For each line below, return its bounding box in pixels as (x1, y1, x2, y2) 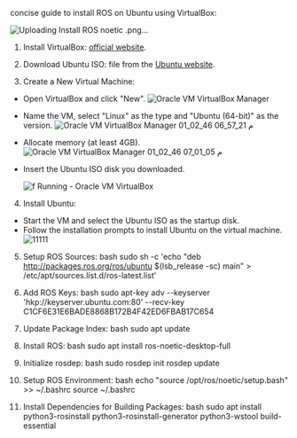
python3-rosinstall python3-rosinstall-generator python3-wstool (22, 411, 259, 421)
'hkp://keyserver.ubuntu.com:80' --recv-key (22, 297, 185, 307)
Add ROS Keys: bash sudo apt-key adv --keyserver (22, 287, 211, 298)
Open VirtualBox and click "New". (22, 93, 145, 104)
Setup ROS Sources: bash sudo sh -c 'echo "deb (22, 252, 202, 262)
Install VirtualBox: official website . (22, 42, 147, 52)
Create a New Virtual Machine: (22, 76, 136, 87)
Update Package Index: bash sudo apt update (22, 324, 191, 333)
